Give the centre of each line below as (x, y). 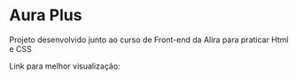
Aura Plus (46, 15)
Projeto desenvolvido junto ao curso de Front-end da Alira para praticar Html (149, 40)
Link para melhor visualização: (65, 66)
